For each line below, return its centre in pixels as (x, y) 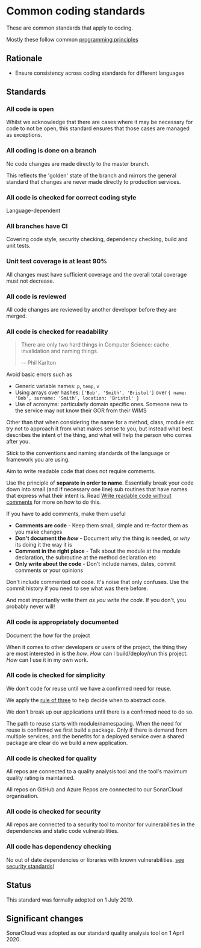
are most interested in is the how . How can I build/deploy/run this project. (97, 653)
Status (19, 885)
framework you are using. (38, 460)
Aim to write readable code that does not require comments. (81, 471)
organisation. (23, 796)
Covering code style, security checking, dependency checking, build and (97, 239)
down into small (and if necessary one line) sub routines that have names (97, 489)
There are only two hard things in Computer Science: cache (95, 345)
